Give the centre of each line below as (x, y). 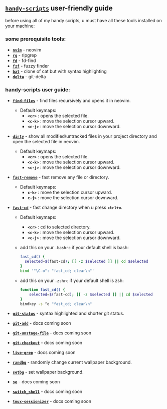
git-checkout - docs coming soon (47, 343)
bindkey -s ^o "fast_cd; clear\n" (56, 304)
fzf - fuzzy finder (31, 66)
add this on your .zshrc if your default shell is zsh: (72, 280)
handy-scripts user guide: (38, 90)
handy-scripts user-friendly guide (59, 8)
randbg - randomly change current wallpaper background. (72, 362)
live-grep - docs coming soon (44, 353)
